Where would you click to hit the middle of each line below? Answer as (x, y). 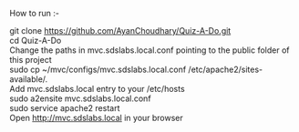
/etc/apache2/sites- (225, 69)
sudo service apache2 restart (65, 108)
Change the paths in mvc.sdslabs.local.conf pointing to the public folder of (149, 50)
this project (31, 60)
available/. (29, 79)
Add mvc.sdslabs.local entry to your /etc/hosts (97, 89)
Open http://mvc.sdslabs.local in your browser (97, 118)
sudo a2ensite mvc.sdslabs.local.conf (81, 98)
